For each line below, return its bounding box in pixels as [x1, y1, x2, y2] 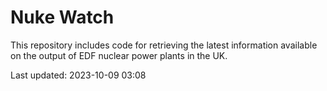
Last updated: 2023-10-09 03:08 [10, 69, 147, 81]
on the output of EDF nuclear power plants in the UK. [10, 49, 228, 61]
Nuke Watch [10, 6, 115, 29]
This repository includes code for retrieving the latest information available [10, 39, 318, 51]
